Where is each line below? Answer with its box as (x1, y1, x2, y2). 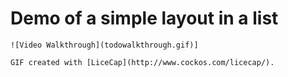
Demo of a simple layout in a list (10, 7, 279, 30)
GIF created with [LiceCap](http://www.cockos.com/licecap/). (10, 57, 275, 67)
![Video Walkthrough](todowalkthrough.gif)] (10, 40, 199, 50)
